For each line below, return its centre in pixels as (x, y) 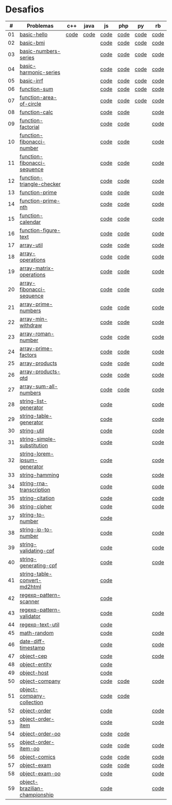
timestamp (32, 647)
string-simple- (38, 439)
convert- (31, 580)
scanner (29, 601)
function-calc (36, 112)
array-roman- (37, 333)
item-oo (30, 748)
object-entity (36, 664)
